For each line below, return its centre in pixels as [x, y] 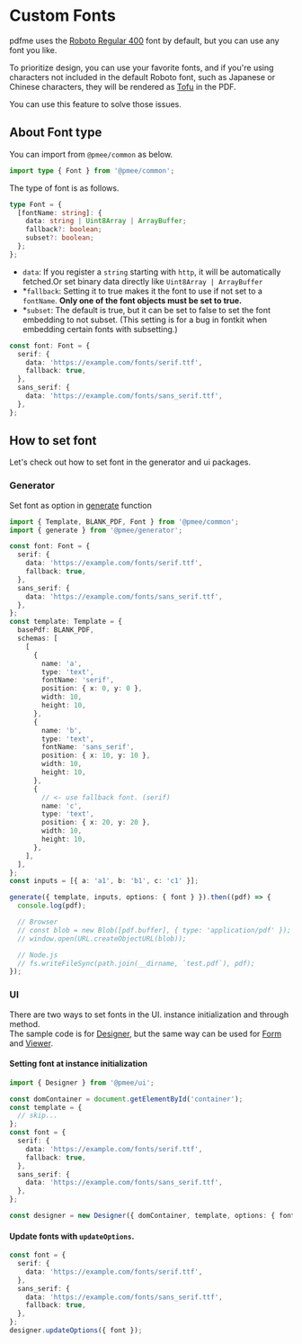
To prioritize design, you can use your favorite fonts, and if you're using [142, 68]
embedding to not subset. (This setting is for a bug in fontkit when [145, 320]
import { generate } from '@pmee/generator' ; [96, 530]
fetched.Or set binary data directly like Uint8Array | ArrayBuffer [142, 281]
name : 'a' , [62, 663]
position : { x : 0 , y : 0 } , [92, 689]
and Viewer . [31, 1043]
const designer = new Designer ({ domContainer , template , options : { [142, 1216]
